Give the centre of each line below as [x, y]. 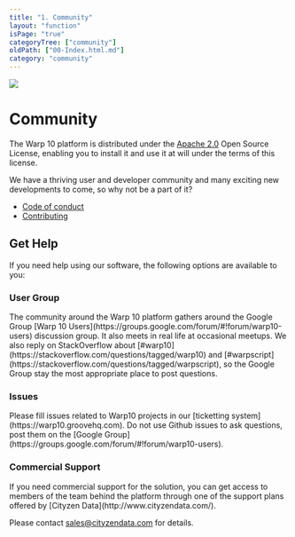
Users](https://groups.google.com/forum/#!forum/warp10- [175, 327]
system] [246, 416]
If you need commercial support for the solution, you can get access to [139, 486]
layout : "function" [45, 26]
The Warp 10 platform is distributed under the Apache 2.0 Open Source [139, 144]
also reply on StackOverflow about [72, 345]
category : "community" [51, 59]
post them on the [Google [56, 435]
